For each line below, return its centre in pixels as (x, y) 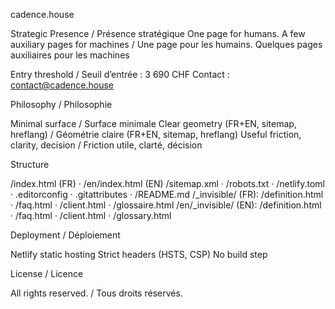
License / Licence (47, 273)
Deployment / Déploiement (65, 235)
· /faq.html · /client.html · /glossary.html (91, 215)
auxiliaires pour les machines (70, 55)
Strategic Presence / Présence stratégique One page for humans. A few (158, 33)
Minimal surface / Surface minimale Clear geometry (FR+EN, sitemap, (153, 123)
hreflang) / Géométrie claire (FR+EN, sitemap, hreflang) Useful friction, (156, 134)
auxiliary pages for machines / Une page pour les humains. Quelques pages (166, 44)
